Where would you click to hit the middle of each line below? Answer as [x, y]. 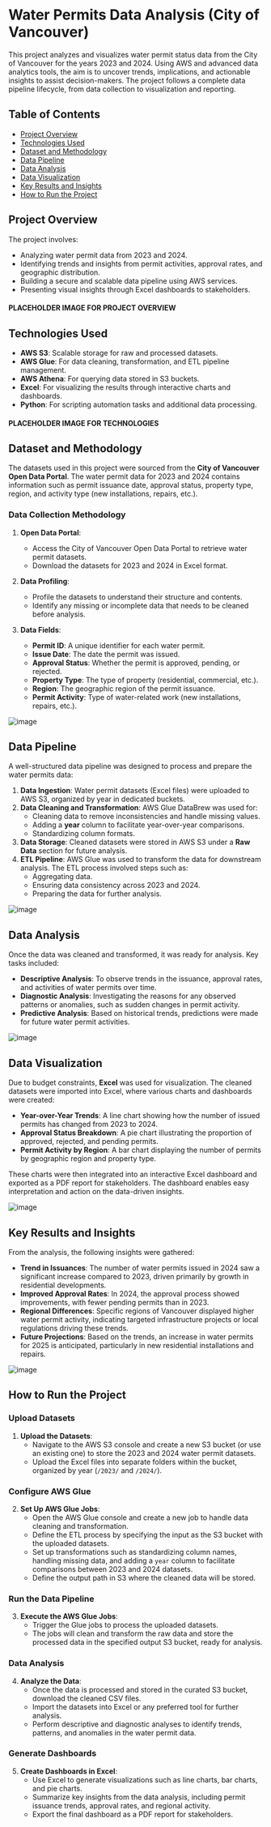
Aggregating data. [62, 877]
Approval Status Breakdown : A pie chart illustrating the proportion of [136, 1133]
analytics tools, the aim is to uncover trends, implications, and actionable [129, 71]
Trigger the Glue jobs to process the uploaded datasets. [125, 1625]
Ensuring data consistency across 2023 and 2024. [116, 886]
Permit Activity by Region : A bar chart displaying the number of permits [140, 1150]
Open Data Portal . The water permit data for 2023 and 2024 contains [124, 476]
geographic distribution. [60, 272]
